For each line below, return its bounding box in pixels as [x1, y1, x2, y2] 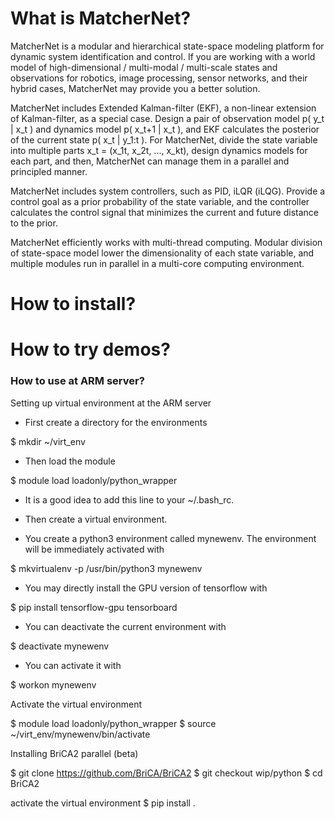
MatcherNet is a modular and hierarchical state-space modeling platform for [10, 40, 325, 52]
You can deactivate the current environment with [24, 620, 227, 632]
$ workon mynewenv [10, 678, 97, 691]
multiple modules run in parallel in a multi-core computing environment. [10, 257, 305, 269]
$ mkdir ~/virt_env [10, 435, 86, 447]
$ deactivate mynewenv [10, 640, 110, 652]
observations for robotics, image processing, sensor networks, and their [10, 72, 308, 84]
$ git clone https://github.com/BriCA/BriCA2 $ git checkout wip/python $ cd [10, 767, 323, 779]
